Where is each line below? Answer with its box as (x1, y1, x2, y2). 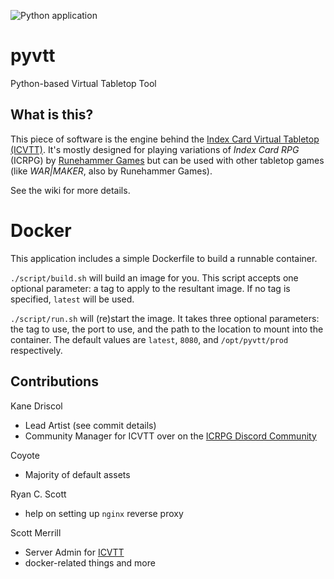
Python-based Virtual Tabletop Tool (10, 77, 157, 89)
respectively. (10, 344, 63, 356)
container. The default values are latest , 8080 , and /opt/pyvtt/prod (10, 333, 289, 345)
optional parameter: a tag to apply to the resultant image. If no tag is (10, 282, 291, 294)
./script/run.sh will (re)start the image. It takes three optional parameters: (10, 312, 320, 324)
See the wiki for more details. (10, 184, 131, 196)
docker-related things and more (24, 556, 156, 569)
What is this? (10, 106, 94, 124)
